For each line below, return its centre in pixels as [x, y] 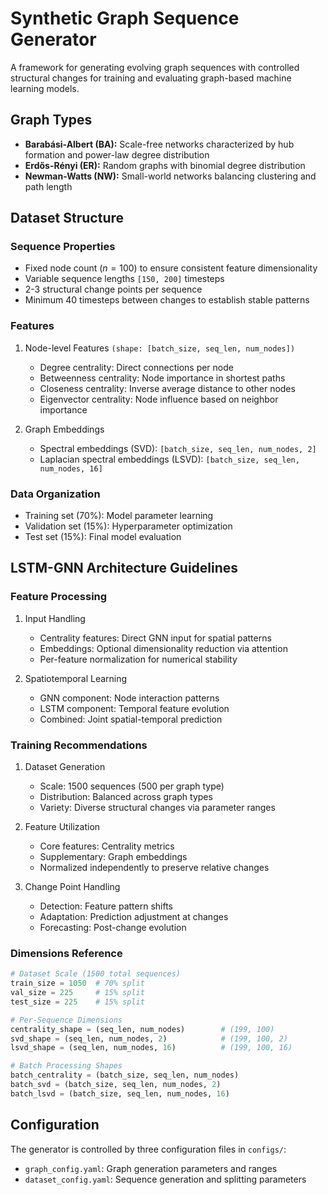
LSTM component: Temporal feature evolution [134, 708]
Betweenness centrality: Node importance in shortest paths [162, 378]
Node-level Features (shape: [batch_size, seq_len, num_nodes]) [160, 348]
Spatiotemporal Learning [76, 678]
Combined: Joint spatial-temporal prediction [131, 719]
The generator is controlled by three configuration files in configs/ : [148, 1149]
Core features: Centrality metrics [107, 846]
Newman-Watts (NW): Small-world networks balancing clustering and [170, 176]
